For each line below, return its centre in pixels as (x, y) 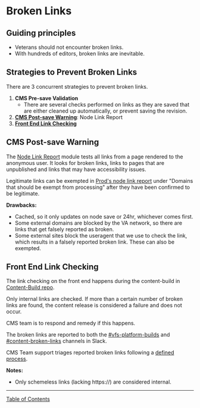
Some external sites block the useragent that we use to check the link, (101, 235)
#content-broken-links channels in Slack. (57, 341)
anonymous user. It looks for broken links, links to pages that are (85, 163)
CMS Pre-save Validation (46, 98)
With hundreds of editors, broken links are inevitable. (79, 54)
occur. (14, 312)
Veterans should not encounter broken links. (69, 47)
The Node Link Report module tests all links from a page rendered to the (95, 157)
